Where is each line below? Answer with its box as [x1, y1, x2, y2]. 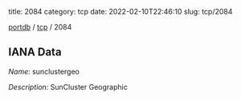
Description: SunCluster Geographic [8, 82, 129, 91]
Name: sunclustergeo [8, 66, 80, 76]
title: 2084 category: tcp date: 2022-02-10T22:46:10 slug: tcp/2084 [8, 7, 233, 16]
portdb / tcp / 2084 [8, 22, 72, 31]
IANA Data [8, 46, 62, 59]
